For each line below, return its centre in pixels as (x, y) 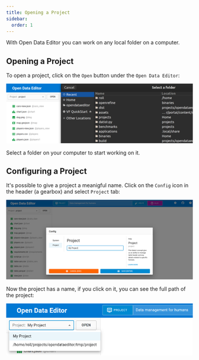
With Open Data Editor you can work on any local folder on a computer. (93, 43)
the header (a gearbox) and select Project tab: (63, 192)
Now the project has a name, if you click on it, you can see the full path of (96, 289)
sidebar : (17, 19)
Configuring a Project (46, 171)
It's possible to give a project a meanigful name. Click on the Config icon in (97, 185)
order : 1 (22, 25)
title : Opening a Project (38, 12)
